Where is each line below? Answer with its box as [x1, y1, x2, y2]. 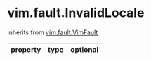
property [11, 44, 41, 54]
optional [70, 44, 99, 54]
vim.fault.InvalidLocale [7, 5, 145, 21]
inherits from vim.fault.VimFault [7, 28, 98, 36]
